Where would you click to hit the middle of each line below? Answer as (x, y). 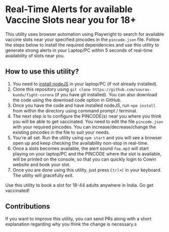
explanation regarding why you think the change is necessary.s (71, 224)
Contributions (28, 206)
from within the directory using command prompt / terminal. (75, 110)
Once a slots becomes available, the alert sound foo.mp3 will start (81, 148)
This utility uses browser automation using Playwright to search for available (85, 34)
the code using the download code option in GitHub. (67, 100)
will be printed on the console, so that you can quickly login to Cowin (85, 159)
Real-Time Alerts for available (69, 9)
